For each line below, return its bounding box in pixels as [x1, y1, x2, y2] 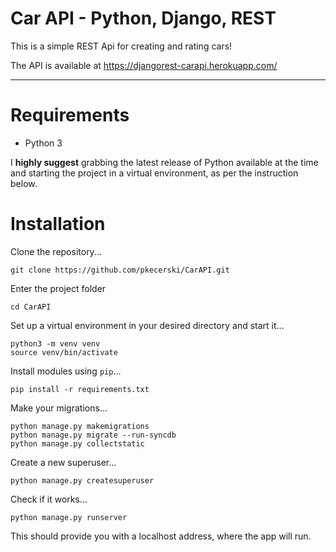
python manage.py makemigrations [10, 421, 150, 431]
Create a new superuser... [10, 456, 117, 468]
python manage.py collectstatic [10, 438, 145, 449]
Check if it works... [10, 493, 88, 505]
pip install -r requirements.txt [10, 384, 150, 394]
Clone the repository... [10, 245, 102, 257]
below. [10, 177, 38, 189]
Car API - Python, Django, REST [10, 7, 277, 30]
